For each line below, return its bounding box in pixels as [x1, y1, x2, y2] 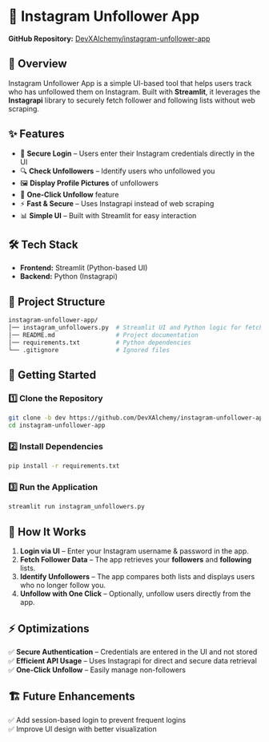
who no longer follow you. [19, 581, 106, 590]
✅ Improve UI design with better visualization [8, 724, 158, 733]
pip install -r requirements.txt [8, 462, 120, 470]
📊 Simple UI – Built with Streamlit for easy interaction [19, 210, 197, 220]
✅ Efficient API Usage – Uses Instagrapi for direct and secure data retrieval [8, 655, 258, 665]
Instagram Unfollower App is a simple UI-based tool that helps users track [8, 78, 252, 87]
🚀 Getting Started [8, 368, 97, 382]
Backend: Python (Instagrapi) [19, 272, 118, 282]
